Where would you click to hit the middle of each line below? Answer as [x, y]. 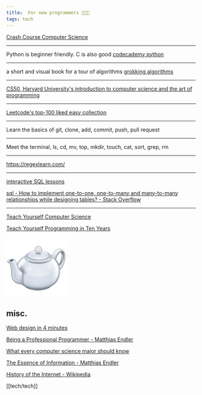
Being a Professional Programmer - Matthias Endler [70, 340]
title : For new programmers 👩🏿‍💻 [48, 13]
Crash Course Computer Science [47, 37]
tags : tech [20, 19]
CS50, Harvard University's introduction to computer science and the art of [99, 89]
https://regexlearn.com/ [35, 164]
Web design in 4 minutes [37, 328]
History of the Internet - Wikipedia [49, 375]
